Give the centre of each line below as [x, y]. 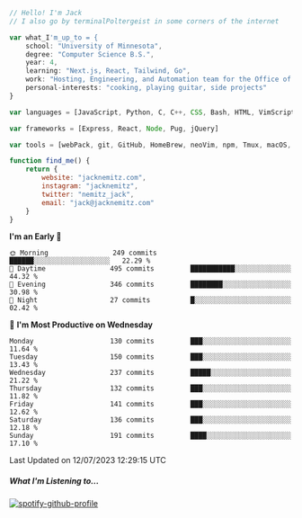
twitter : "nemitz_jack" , [88, 194]
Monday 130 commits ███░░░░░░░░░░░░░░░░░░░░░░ [151, 342]
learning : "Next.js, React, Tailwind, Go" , [108, 71]
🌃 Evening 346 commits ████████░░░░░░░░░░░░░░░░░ [151, 285]
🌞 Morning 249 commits [83, 253]
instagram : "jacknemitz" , [90, 186]
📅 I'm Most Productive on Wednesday [81, 325]
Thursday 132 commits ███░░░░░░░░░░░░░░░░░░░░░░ [151, 388]
